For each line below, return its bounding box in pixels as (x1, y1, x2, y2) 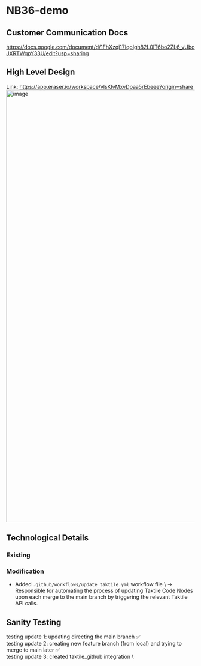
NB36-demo (6, 4, 69, 17)
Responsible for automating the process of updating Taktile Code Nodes (14, 587, 193, 595)
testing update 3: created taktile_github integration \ (6, 653, 134, 661)
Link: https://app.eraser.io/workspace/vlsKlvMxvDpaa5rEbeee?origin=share (6, 83, 193, 90)
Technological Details (6, 533, 89, 543)
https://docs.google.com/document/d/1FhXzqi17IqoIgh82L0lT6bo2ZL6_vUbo (6, 43, 195, 50)
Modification (6, 567, 45, 575)
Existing (6, 551, 31, 559)
